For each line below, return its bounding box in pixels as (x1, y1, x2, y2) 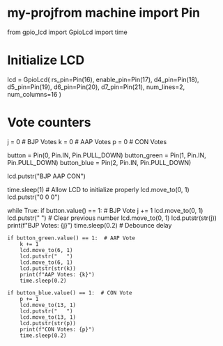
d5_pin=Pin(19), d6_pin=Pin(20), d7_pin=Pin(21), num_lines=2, (7, 82, 185, 91)
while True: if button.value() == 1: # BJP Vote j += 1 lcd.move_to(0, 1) (7, 206, 203, 214)
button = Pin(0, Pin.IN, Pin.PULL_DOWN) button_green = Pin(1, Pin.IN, (7, 151, 207, 159)
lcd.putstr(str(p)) (20, 320, 77, 327)
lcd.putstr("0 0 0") (7, 193, 61, 201)
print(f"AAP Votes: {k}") (20, 271, 95, 278)
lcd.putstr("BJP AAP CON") (7, 172, 86, 180)
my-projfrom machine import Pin (7, 5, 201, 21)
